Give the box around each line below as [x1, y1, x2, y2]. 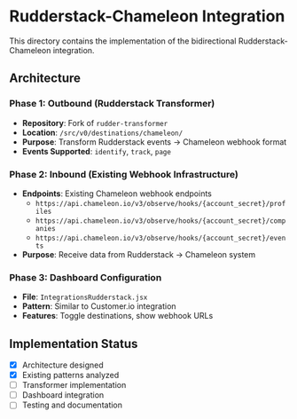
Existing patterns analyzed [21, 370, 120, 381]
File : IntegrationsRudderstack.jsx [21, 291, 148, 303]
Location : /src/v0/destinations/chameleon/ [21, 127, 184, 138]
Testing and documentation [21, 399, 122, 410]
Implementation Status [9, 336, 138, 352]
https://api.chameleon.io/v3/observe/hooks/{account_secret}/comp [35, 216, 286, 225]
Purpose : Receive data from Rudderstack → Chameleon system [21, 249, 256, 259]
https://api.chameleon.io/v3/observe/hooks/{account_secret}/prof [35, 199, 286, 208]
